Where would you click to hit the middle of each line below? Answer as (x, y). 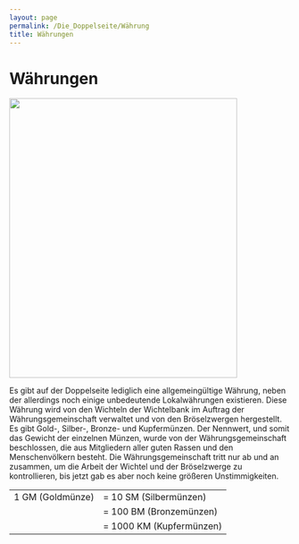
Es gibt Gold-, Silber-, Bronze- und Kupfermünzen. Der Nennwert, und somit (149, 429)
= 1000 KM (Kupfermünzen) (162, 526)
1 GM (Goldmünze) (54, 497)
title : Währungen (42, 34)
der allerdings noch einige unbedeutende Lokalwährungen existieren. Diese (148, 400)
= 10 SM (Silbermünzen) (154, 497)
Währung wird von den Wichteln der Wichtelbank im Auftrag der (127, 410)
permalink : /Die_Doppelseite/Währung (79, 26)
